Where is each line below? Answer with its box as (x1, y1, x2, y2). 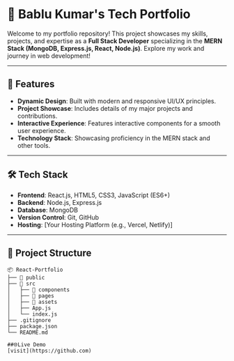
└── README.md (7, 329, 49, 337)
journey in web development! (7, 52, 91, 60)
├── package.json (7, 323, 58, 330)
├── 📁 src (7, 280, 36, 288)
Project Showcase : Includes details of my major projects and (17, 104, 193, 112)
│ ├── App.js (7, 305, 52, 312)
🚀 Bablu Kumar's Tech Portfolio (7, 6, 191, 22)
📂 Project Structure (7, 247, 92, 259)
